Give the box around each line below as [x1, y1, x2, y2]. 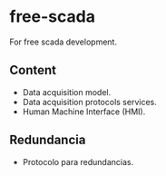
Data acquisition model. [22, 86, 112, 97]
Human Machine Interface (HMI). [22, 106, 146, 117]
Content [9, 63, 57, 78]
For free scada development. [9, 36, 118, 47]
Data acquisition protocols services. [22, 96, 157, 107]
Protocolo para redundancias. [22, 156, 134, 167]
